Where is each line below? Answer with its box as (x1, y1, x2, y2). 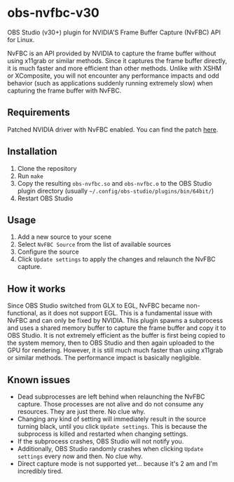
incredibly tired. (17, 467, 63, 475)
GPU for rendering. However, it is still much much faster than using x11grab (7, 346, 223, 354)
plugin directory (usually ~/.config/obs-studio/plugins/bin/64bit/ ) (17, 186, 214, 195)
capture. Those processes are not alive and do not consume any (17, 400, 204, 408)
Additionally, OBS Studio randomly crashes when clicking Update (17, 445, 204, 453)
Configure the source (17, 247, 79, 256)
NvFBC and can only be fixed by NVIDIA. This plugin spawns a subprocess (7, 317, 223, 325)
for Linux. (7, 35, 35, 43)
